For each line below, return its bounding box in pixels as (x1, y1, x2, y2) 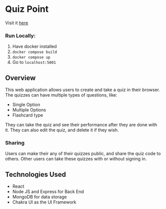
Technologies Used (5, 170, 66, 179)
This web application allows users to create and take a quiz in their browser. (5, 87, 160, 93)
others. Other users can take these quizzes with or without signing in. (5, 156, 147, 162)
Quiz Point (5, 3, 49, 15)
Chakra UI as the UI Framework (12, 199, 77, 205)
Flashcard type (12, 112, 43, 118)
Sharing (5, 139, 25, 146)
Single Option (12, 102, 41, 107)
